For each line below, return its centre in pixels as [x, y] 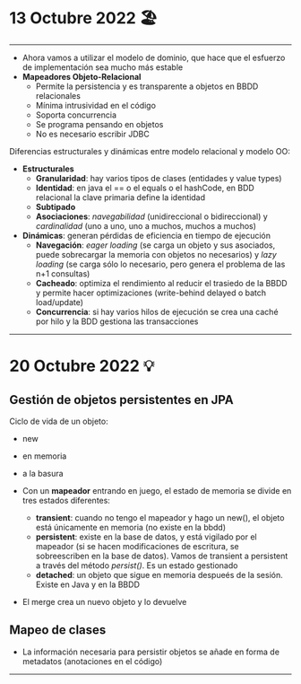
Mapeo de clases [58, 630]
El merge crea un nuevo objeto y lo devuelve [104, 601]
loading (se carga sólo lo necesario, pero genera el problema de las [160, 264]
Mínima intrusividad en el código [96, 105]
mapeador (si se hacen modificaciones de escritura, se [137, 546]
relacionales [58, 95]
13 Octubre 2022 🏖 [84, 18]
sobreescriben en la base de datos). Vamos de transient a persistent [162, 556]
